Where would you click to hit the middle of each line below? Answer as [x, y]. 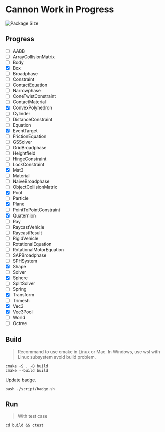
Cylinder [21, 114]
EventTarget [25, 130]
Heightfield [24, 153]
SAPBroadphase [29, 255]
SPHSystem [25, 261]
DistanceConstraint [32, 119]
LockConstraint [28, 165]
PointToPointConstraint [36, 210]
